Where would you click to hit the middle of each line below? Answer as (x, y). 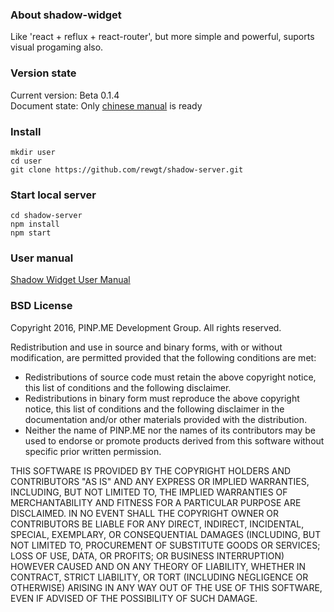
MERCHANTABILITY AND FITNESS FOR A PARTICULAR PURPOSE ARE (156, 502)
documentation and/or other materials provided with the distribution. (165, 419)
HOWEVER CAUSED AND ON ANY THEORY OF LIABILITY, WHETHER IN (158, 566)
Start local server (53, 195)
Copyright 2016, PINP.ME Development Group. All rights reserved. (146, 327)
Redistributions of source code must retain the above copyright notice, (170, 377)
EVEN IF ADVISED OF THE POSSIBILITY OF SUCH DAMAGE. (134, 598)
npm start (31, 233)
